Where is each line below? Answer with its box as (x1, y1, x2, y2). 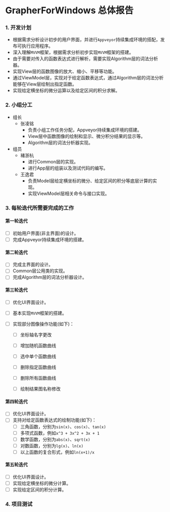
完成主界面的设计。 (12, 262, 53, 268)
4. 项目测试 (5, 501, 33, 508)
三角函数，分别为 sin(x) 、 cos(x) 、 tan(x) (20, 423, 106, 430)
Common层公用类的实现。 (12, 268, 68, 274)
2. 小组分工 (5, 101, 33, 108)
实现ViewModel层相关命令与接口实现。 (27, 190, 109, 196)
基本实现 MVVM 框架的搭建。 (12, 310, 67, 316)
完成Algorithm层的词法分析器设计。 (12, 274, 87, 280)
